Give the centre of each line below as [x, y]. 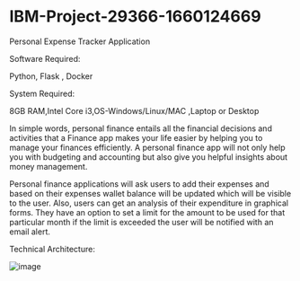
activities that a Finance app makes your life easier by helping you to [136, 137]
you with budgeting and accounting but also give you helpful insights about [149, 157]
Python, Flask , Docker [51, 76]
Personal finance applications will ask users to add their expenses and [139, 184]
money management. [49, 166]
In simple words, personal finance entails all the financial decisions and [141, 128]
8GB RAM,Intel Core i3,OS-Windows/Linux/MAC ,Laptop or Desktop [134, 110]
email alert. [30, 232]
